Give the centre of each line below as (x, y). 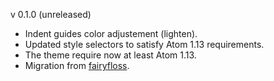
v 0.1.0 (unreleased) (51, 14)
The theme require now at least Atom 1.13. (110, 55)
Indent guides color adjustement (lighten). (111, 33)
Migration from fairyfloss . (77, 65)
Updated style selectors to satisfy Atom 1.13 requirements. (144, 44)
